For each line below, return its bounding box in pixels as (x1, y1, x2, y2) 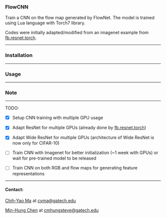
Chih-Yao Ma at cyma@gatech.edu (5, 197, 76, 204)
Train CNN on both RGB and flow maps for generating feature (12, 165, 138, 171)
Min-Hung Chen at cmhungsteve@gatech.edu (5, 207, 99, 213)
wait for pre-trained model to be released (12, 155, 96, 162)
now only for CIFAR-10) (12, 140, 60, 146)
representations (12, 170, 45, 176)
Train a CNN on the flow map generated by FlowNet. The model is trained (5, 15, 155, 21)
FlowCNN (5, 3, 29, 10)
